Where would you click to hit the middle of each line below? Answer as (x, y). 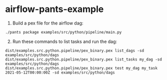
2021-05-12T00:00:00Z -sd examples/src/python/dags (60, 72)
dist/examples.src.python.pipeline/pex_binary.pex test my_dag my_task (81, 68)
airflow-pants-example (54, 9)
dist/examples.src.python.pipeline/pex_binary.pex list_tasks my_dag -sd (84, 59)
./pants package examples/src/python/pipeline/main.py (63, 32)
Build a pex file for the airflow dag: (48, 23)
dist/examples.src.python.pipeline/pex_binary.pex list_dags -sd (74, 50)
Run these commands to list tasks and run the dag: (65, 41)
